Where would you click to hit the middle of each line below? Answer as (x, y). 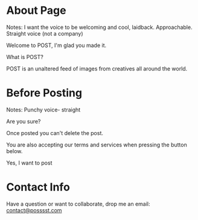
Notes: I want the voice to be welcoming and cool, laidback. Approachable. (99, 27)
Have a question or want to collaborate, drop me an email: (78, 204)
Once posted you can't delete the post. (55, 133)
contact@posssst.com (34, 210)
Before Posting (44, 93)
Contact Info (38, 187)
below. (14, 151)
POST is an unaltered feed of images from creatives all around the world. (97, 68)
